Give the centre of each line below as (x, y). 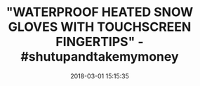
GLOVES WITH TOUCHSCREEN (100, 27)
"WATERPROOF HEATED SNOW (100, 12)
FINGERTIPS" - (100, 42)
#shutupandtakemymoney (100, 57)
